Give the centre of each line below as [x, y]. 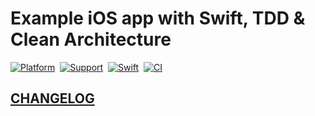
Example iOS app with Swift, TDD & [158, 18]
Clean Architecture [91, 39]
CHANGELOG [52, 98]
